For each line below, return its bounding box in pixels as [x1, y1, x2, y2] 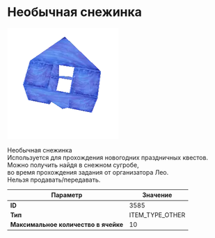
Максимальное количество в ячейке [10, 221, 124, 229]
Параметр [51, 191, 83, 199]
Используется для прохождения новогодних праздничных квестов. [7, 153, 209, 161]
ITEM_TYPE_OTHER [129, 210, 186, 219]
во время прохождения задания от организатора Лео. [7, 168, 169, 176]
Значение [142, 191, 173, 199]
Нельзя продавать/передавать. [7, 175, 101, 184]
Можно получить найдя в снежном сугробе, [7, 161, 139, 169]
